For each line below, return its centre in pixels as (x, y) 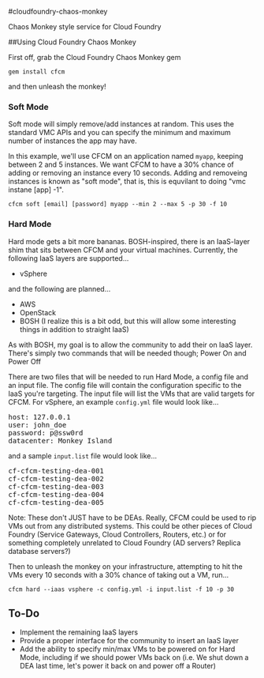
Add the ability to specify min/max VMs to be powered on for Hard (127, 649)
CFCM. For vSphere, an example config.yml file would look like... (113, 401)
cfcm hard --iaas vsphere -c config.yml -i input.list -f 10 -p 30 (121, 589)
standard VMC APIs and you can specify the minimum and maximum (119, 133)
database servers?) (39, 551)
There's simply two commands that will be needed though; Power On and (127, 353)
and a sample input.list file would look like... (83, 456)
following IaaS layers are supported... (69, 258)
